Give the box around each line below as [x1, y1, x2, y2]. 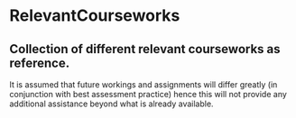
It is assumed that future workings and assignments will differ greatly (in [9, 79, 278, 90]
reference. [9, 55, 70, 70]
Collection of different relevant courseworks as [9, 41, 282, 57]
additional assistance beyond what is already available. [9, 98, 214, 109]
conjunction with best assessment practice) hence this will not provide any [9, 89, 287, 99]
